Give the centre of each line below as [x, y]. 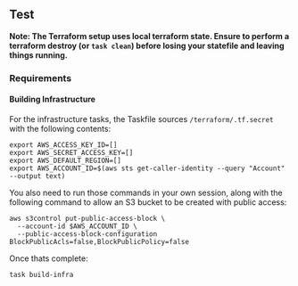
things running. [39, 55]
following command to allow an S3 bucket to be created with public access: [148, 202]
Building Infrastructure [53, 99]
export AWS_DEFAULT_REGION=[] [66, 160]
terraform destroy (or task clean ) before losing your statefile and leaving [147, 45]
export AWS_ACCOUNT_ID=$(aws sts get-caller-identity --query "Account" [147, 168]
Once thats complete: [49, 258]
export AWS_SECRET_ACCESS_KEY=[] [71, 152]
